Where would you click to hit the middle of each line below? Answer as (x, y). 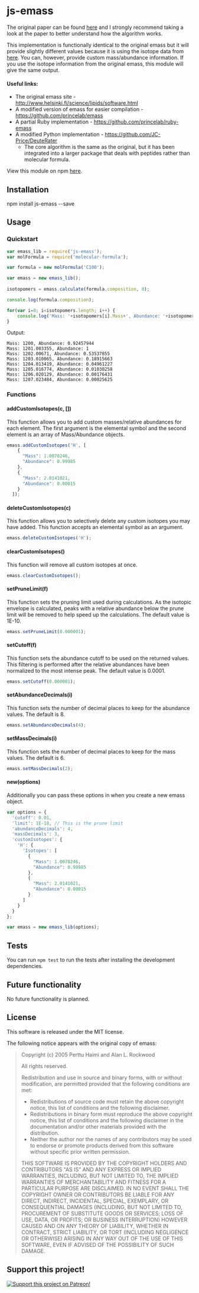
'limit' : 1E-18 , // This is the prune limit (68, 823)
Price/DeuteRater (36, 141)
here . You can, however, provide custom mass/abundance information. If (95, 57)
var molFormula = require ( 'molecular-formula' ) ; (68, 257)
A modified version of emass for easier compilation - (79, 109)
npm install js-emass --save (41, 203)
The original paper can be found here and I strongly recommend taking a (95, 27)
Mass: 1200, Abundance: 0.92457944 (50, 344)
